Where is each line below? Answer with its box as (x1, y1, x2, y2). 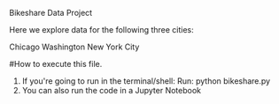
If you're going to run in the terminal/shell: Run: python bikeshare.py (21, 76, 271, 86)
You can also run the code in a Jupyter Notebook (21, 85, 202, 95)
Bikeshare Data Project (9, 8, 93, 18)
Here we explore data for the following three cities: (9, 25, 195, 34)
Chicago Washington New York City (9, 41, 140, 52)
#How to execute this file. (9, 59, 103, 69)
